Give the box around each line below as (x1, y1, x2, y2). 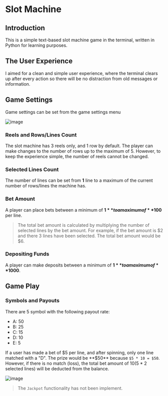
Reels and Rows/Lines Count (5, 131, 77, 138)
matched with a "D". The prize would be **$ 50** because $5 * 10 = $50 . (5, 355, 160, 361)
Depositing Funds (5, 250, 49, 257)
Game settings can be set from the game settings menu (5, 109, 121, 115)
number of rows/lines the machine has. (5, 183, 87, 189)
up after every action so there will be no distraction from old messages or (5, 76, 158, 82)
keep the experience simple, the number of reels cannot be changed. (5, 153, 149, 159)
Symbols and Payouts (5, 297, 60, 304)
